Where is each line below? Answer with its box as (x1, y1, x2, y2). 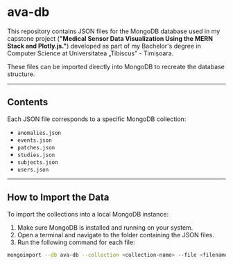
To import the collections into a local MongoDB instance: (7, 210, 169, 218)
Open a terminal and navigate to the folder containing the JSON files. (17, 230, 215, 239)
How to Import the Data (7, 192, 110, 203)
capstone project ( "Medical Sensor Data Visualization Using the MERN (7, 34, 214, 42)
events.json (17, 136, 52, 144)
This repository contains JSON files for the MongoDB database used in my (7, 27, 221, 35)
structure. (7, 70, 35, 78)
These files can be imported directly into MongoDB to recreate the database (7, 62, 225, 71)
